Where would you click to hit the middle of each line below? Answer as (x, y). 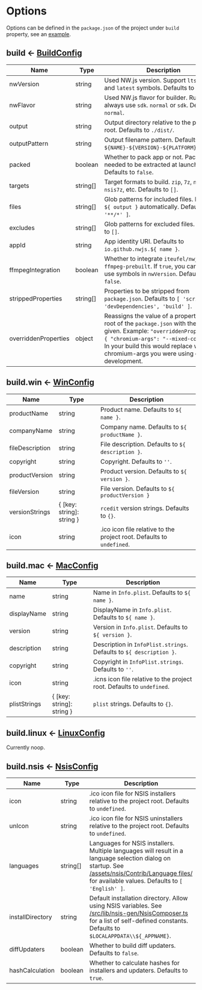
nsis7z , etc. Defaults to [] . (141, 189)
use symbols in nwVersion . (141, 273)
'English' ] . (107, 888)
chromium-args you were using (149, 353)
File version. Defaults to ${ (137, 488)
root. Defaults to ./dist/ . (139, 129)
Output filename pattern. (139, 140)
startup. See (107, 866)
